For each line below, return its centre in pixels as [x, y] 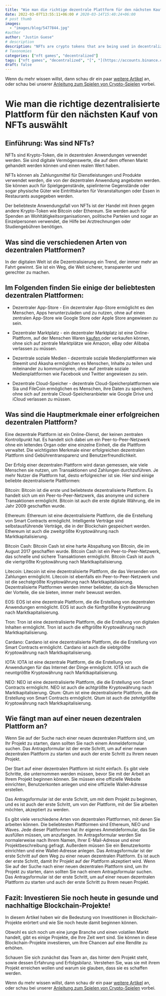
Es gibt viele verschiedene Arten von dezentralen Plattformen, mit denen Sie [83, 819]
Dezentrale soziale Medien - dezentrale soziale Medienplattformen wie [84, 358]
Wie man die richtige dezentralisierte [83, 104]
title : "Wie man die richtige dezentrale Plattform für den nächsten [78, 10]
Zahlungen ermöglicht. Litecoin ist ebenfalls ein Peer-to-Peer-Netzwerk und [83, 576]
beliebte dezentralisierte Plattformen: [43, 480]
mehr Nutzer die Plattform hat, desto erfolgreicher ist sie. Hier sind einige [80, 475]
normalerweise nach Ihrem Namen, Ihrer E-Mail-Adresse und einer [73, 840]
